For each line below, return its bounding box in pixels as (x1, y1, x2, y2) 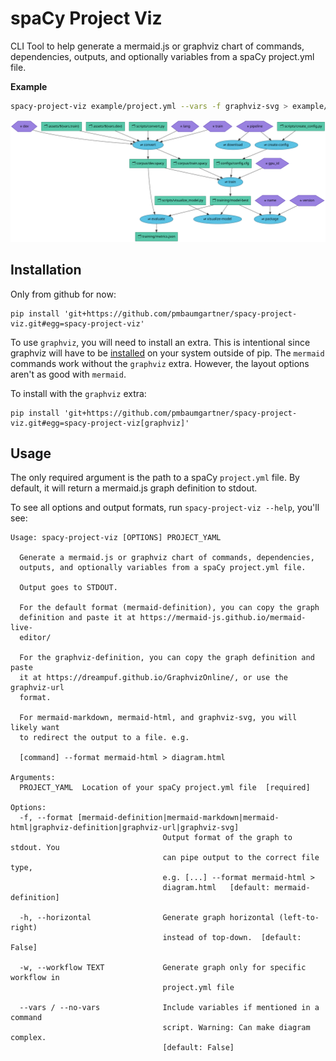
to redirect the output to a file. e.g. (19, 733, 190, 743)
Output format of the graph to (162, 833, 293, 843)
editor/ (19, 633, 52, 643)
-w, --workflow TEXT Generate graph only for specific (19, 963, 307, 973)
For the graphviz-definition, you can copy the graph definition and (19, 653, 315, 663)
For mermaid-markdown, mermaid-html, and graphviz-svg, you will (19, 713, 298, 723)
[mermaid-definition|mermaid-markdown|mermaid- (77, 813, 280, 823)
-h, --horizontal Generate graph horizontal (19, 913, 275, 923)
